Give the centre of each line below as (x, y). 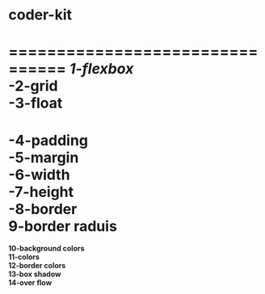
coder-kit (40, 15)
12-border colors (37, 266)
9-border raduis (63, 226)
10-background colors (46, 249)
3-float (39, 103)
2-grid (36, 86)
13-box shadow (35, 274)
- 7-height (41, 192)
